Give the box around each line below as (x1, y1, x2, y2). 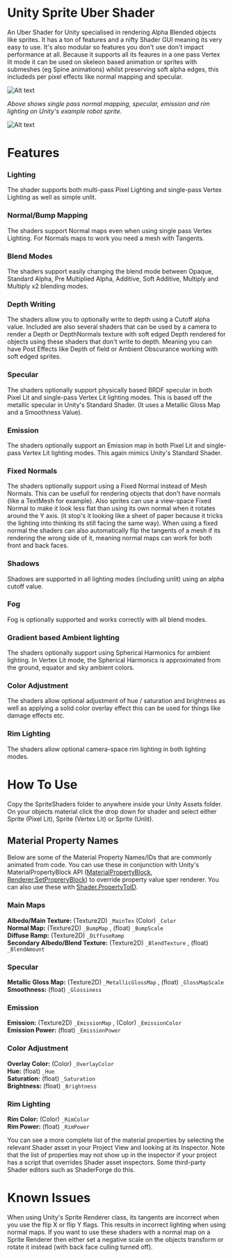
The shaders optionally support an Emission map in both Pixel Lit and (7, 441, 205, 450)
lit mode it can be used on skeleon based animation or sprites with (7, 57, 198, 66)
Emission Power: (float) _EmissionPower (7, 1026, 121, 1035)
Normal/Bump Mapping (7, 211, 88, 221)
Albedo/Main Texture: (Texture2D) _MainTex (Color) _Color (7, 916, 177, 924)
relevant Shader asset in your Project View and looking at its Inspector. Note (7, 1143, 225, 1151)
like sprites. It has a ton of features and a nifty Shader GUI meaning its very (7, 35, 223, 43)
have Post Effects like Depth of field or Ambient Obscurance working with (7, 345, 218, 353)
